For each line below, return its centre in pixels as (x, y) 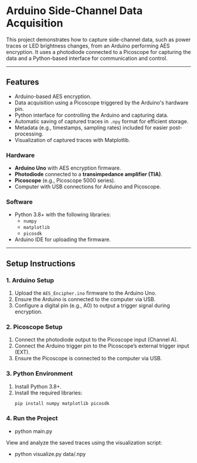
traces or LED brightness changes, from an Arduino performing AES (88, 46)
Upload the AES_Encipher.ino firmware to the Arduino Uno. (85, 293)
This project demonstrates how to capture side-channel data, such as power (98, 39)
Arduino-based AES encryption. (53, 96)
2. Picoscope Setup (34, 327)
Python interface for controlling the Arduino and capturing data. (91, 115)
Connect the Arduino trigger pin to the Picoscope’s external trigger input (102, 346)
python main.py (33, 431)
